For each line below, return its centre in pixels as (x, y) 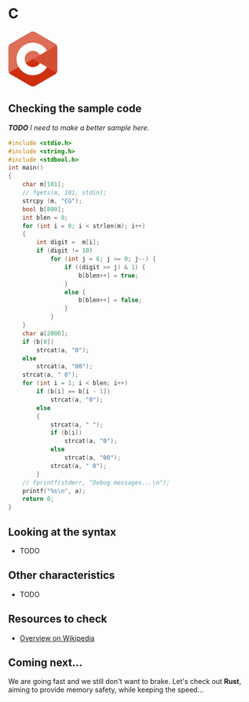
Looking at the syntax (62, 532)
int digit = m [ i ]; (68, 243)
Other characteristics (62, 575)
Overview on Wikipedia (57, 638)
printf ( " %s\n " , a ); (54, 491)
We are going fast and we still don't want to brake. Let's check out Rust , (125, 682)
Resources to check (58, 619)
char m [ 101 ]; (44, 185)
